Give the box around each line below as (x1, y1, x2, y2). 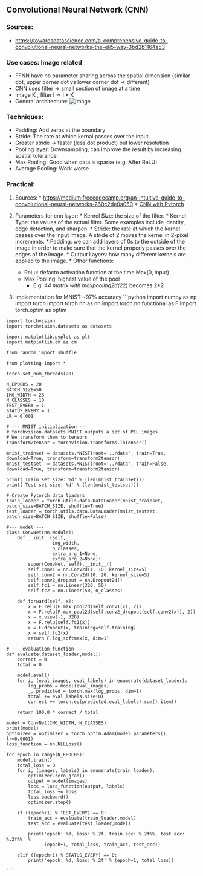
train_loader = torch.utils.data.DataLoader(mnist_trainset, (6, 498, 164, 504)
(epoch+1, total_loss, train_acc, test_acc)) (44, 842, 161, 848)
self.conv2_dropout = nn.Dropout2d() (28, 577, 123, 583)
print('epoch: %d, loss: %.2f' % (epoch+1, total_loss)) (28, 857, 174, 863)
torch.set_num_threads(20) (6, 371, 74, 377)
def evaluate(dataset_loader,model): (6, 651, 101, 657)
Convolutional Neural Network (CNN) (6, 5, 149, 15)
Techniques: (6, 112, 44, 121)
